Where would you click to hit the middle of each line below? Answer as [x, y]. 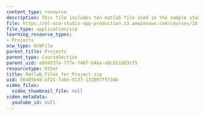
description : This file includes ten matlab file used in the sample [97, 18]
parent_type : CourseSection [42, 57]
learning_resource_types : [39, 35]
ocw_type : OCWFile [30, 46]
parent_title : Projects [37, 52]
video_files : [23, 86]
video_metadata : [27, 97]
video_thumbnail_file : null [48, 91]
